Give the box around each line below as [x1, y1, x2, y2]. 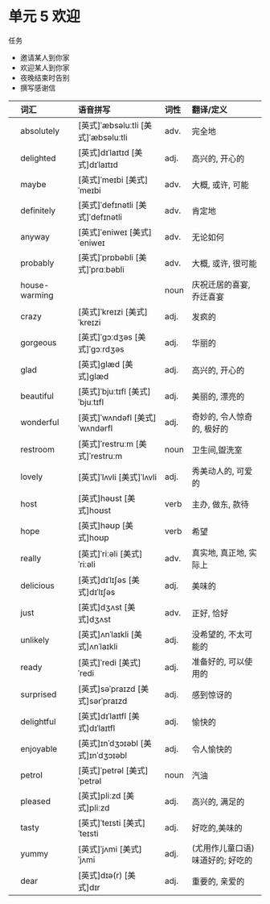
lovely [20, 471, 43, 482]
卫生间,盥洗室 [191, 444, 243, 456]
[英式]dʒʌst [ [77, 602, 128, 613]
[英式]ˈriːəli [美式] [77, 548, 143, 559]
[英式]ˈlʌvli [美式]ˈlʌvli [77, 471, 157, 482]
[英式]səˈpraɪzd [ [77, 683, 141, 694]
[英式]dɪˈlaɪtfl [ [77, 710, 132, 722]
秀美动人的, [191, 465, 235, 477]
